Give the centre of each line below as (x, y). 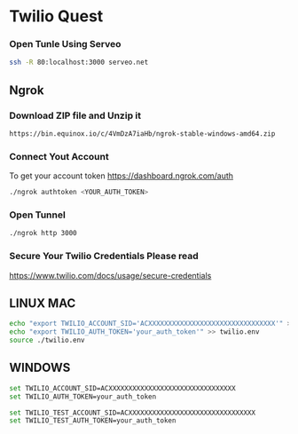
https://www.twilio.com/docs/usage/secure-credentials (110, 275)
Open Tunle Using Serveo (65, 44)
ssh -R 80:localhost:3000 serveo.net (79, 63)
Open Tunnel (38, 215)
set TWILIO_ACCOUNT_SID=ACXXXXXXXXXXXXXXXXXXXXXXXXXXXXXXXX (123, 388)
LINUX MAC (43, 303)
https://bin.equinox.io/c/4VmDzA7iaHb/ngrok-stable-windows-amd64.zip (142, 134)
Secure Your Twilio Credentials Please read (104, 256)
